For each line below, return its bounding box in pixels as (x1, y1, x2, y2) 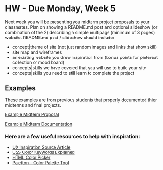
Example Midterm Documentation (5, 121, 72, 127)
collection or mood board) (12, 59, 65, 65)
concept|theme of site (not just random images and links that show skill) (12, 44, 157, 50)
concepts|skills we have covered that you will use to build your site (12, 64, 146, 71)
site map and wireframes (12, 49, 62, 55)
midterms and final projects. (5, 102, 62, 108)
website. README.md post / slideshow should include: (5, 35, 114, 40)
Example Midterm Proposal (5, 112, 59, 117)
